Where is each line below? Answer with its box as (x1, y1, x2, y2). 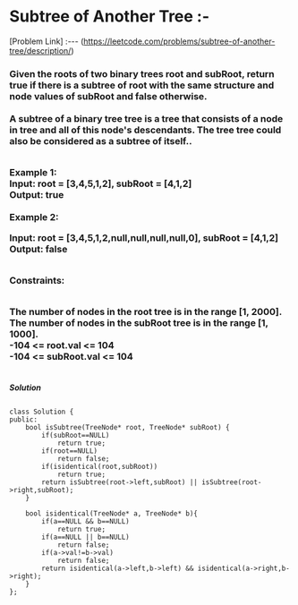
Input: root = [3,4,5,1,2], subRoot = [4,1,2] (9, 177, 192, 190)
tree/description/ (9, 45, 72, 55)
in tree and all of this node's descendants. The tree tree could (9, 124, 282, 136)
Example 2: (9, 211, 59, 224)
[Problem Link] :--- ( (9, 36, 84, 47)
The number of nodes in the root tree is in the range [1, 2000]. (9, 306, 283, 319)
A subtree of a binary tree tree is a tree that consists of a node (9, 112, 284, 124)
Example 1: (9, 166, 57, 179)
